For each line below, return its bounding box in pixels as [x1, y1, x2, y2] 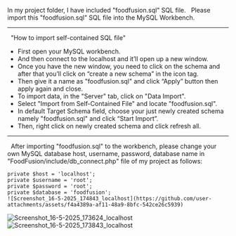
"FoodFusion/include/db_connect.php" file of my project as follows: [7, 157, 202, 165]
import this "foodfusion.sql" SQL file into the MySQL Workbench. [7, 13, 195, 22]
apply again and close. [17, 84, 83, 93]
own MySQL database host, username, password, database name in [7, 150, 205, 157]
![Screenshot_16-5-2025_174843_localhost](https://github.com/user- [7, 195, 212, 202]
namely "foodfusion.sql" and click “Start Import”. [17, 114, 159, 122]
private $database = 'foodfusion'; [7, 189, 112, 196]
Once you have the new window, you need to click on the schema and [17, 63, 221, 70]
